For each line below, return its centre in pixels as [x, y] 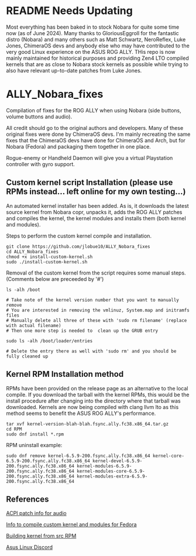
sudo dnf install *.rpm [35, 434]
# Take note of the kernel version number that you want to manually [93, 300]
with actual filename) [34, 325]
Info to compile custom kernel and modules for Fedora [71, 524]
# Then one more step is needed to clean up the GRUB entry [82, 331]
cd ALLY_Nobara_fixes [32, 252]
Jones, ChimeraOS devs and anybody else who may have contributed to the [98, 46]
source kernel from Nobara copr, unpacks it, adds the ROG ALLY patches [94, 212]
